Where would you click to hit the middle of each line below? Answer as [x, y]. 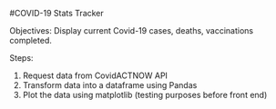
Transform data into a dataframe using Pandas [110, 85]
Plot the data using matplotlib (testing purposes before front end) [145, 95]
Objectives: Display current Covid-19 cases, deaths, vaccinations [131, 30]
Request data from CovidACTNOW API [95, 75]
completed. [31, 40]
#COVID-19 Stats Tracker [57, 13]
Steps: [21, 58]
